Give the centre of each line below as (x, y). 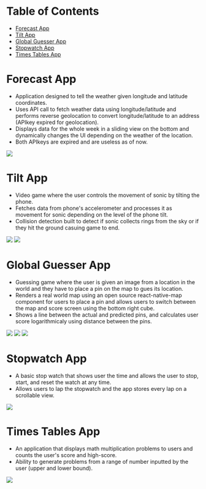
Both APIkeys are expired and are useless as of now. (82, 142)
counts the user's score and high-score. (66, 455)
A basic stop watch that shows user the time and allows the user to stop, (107, 375)
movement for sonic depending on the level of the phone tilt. (92, 214)
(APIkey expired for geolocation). (57, 122)
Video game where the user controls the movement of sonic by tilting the (107, 195)
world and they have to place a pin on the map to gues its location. (99, 288)
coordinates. (31, 102)
